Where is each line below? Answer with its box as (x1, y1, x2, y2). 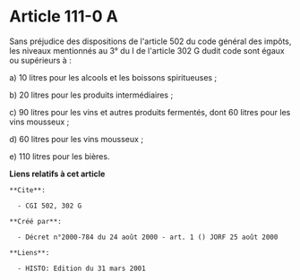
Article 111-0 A (9, 6, 118, 27)
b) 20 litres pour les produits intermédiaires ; (9, 89, 174, 100)
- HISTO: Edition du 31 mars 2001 (17, 264, 146, 273)
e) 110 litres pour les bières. (9, 150, 110, 162)
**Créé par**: (9, 216, 63, 225)
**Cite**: (9, 185, 47, 194)
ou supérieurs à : (9, 55, 72, 65)
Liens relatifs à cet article (9, 168, 106, 179)
